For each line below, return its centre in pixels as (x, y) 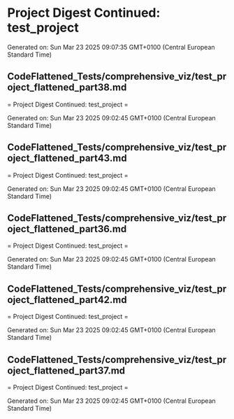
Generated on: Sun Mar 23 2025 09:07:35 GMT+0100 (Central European (111, 47)
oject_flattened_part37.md (66, 370)
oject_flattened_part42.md (67, 300)
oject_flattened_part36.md (67, 229)
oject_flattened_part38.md (67, 88)
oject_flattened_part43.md (67, 158)
